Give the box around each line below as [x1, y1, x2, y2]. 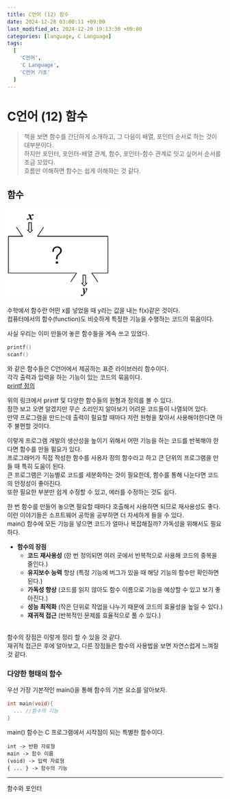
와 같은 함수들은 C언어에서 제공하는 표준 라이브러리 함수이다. [7, 365, 169, 373]
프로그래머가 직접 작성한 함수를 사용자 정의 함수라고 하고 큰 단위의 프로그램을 [7, 454, 212, 462]
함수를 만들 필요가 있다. [19, 445, 82, 453]
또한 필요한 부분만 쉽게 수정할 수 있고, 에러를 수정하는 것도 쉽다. [7, 488, 177, 496]
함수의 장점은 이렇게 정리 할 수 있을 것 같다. [7, 633, 122, 641]
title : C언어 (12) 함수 [7, 11, 69, 18]
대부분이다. [23, 141, 54, 149]
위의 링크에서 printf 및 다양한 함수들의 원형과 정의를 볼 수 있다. [7, 396, 173, 404]
